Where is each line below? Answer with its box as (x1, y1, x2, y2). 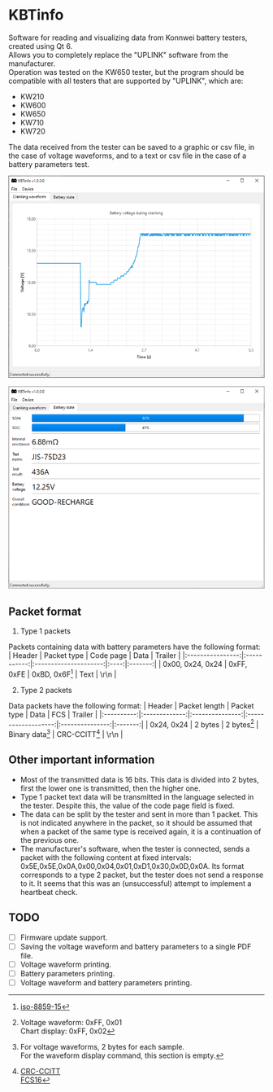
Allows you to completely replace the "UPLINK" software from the (8, 50, 229, 59)
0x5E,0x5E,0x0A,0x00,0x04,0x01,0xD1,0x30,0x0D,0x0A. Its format (19, 861, 245, 871)
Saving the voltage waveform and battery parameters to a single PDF (19, 941, 252, 951)
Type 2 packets (19, 685, 72, 695)
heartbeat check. (19, 887, 78, 897)
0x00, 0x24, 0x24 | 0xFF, (162, 660, 248, 669)
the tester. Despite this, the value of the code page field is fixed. (19, 800, 235, 810)
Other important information (8, 753, 155, 767)
